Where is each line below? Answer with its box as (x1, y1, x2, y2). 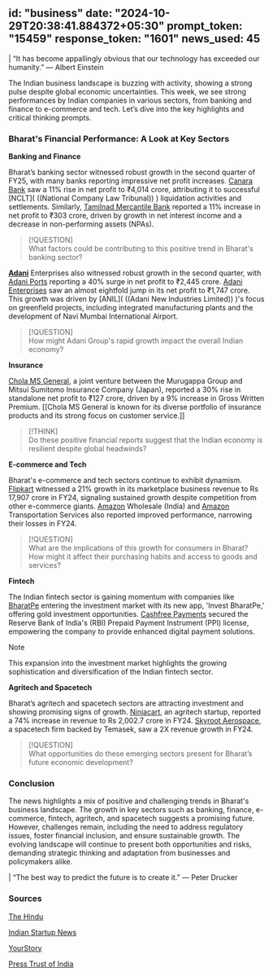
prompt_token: (166, 20, 243, 33)
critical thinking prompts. (8, 112, 92, 122)
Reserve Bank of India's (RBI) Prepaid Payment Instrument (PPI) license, (8, 618, 249, 628)
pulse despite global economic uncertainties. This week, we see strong (8, 86, 246, 96)
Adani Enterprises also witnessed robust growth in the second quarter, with (8, 268, 262, 278)
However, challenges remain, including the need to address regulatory (8, 822, 244, 832)
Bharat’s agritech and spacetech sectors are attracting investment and (8, 698, 244, 708)
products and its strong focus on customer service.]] (8, 411, 185, 420)
